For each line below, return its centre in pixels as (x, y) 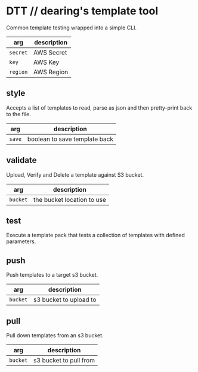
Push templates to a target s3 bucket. (52, 275)
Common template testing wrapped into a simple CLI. (72, 28)
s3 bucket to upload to (65, 300)
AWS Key (47, 62)
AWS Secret (50, 52)
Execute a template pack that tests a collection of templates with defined (95, 235)
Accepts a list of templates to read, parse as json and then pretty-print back (99, 108)
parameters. (21, 241)
